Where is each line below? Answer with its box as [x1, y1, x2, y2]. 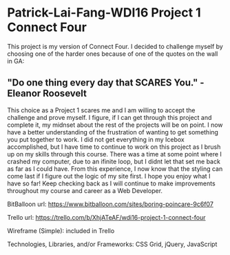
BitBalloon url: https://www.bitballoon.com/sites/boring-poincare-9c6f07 [7, 200, 213, 208]
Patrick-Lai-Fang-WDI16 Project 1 [7, 5, 201, 21]
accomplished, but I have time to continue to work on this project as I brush [7, 143, 221, 151]
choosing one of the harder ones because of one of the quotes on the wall [7, 50, 218, 58]
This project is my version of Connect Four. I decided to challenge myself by [7, 42, 224, 50]
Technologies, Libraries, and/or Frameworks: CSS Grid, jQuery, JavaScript [7, 240, 218, 248]
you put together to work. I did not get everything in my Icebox [7, 135, 185, 143]
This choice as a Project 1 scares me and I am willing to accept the [7, 105, 196, 114]
